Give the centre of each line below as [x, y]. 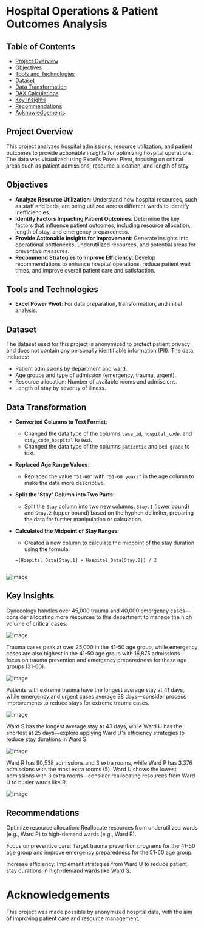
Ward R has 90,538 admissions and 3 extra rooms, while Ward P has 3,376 [100, 762]
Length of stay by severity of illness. [60, 388]
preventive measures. [42, 251]
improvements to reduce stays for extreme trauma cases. [78, 703]
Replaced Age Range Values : [52, 465]
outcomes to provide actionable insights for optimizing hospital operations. [100, 152]
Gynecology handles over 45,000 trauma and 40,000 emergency [87, 611]
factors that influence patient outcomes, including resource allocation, [103, 225]
